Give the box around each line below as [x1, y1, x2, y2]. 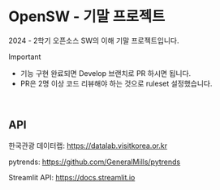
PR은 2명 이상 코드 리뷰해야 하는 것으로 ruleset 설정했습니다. [19, 78, 213, 88]
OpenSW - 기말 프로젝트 [8, 7, 166, 26]
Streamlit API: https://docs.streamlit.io [8, 172, 136, 182]
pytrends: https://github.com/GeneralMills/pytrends [8, 157, 181, 167]
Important [8, 52, 41, 61]
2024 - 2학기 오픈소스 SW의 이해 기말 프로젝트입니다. [8, 36, 179, 45]
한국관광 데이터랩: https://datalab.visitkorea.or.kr [8, 141, 168, 150]
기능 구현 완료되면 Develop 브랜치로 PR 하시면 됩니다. [19, 68, 192, 78]
